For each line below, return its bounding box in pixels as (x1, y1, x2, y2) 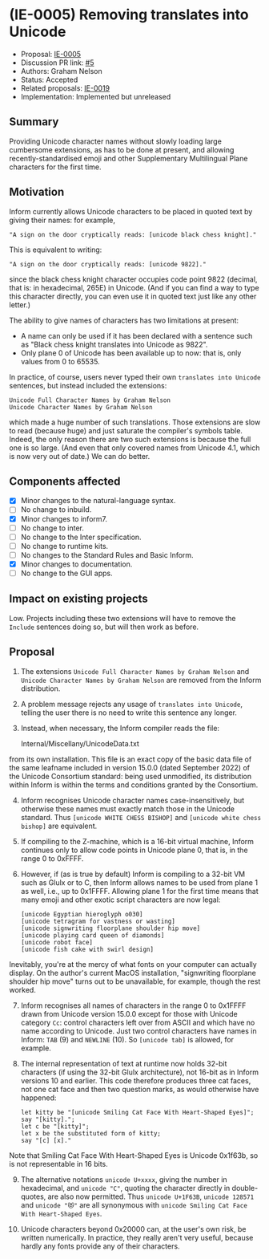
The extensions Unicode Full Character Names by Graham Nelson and (20, 666, 250, 676)
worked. (9, 985, 37, 994)
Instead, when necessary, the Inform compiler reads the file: (20, 723, 219, 733)
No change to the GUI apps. (20, 568, 113, 578)
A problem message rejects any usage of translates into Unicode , (20, 699, 243, 709)
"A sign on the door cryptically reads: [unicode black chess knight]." (9, 230, 257, 238)
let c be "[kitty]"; (20, 1122, 90, 1131)
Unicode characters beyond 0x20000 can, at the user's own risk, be (20, 1224, 247, 1233)
